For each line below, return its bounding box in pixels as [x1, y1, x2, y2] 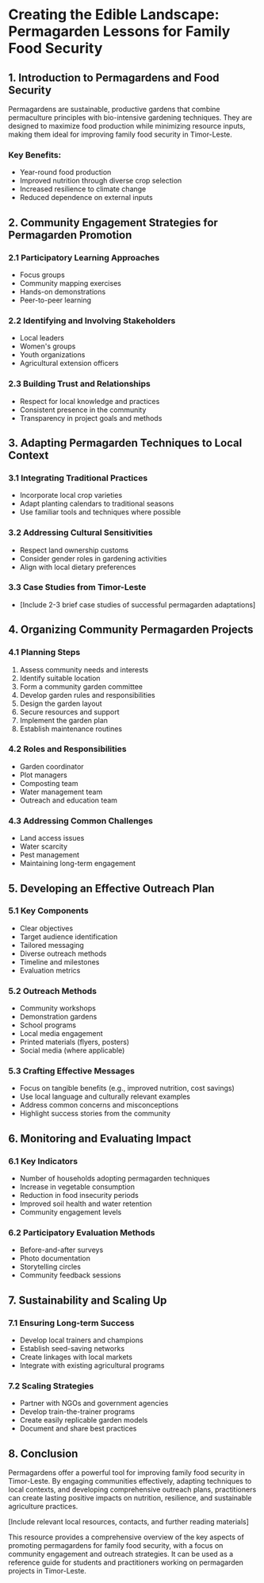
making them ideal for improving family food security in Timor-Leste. [8, 129, 232, 139]
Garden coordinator [19, 761, 85, 771]
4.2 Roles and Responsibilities [8, 744, 127, 755]
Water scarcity [19, 842, 68, 851]
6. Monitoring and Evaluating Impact [8, 1131, 192, 1145]
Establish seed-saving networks [19, 1344, 125, 1354]
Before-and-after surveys [19, 1245, 104, 1255]
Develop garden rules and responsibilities [19, 690, 156, 699]
